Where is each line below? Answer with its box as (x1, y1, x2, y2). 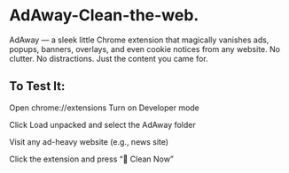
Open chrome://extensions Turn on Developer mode (9, 102, 199, 113)
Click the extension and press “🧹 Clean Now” (9, 154, 175, 164)
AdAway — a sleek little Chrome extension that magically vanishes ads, (9, 34, 269, 45)
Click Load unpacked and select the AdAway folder (9, 119, 197, 130)
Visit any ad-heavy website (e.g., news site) (9, 136, 169, 147)
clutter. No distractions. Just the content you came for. (9, 53, 208, 64)
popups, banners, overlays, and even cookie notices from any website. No (9, 43, 281, 54)
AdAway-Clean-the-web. (9, 5, 199, 26)
